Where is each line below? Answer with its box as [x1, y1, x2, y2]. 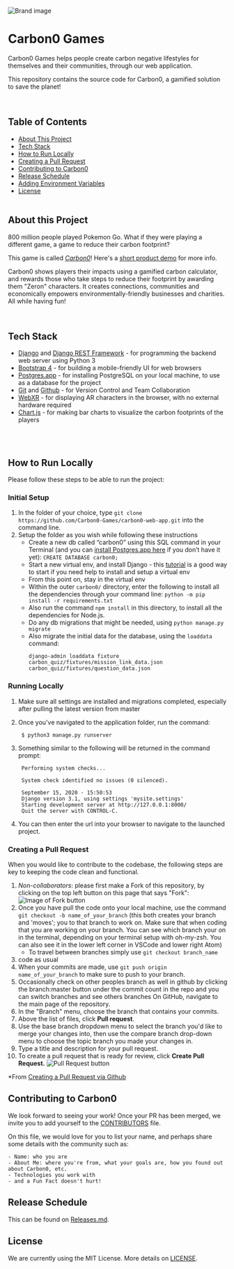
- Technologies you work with [8, 1171, 96, 1178]
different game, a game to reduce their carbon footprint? [8, 240, 170, 248]
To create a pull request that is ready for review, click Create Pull [17, 1052, 205, 1060]
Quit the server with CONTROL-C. [21, 807, 118, 814]
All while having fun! [8, 296, 66, 305]
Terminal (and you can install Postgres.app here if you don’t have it [28, 546, 221, 554]
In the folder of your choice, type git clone [17, 509, 143, 517]
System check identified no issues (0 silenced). [21, 776, 169, 784]
